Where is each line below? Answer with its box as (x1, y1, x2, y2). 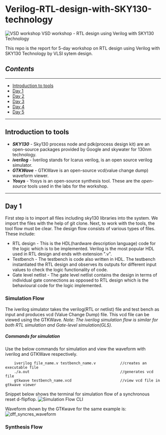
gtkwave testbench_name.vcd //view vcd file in (14, 378, 161, 383)
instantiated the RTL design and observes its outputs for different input (12, 261, 157, 268)
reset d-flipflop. (5, 396, 37, 402)
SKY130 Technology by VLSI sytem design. (5, 50, 93, 56)
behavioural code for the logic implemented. (12, 283, 103, 289)
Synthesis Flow (5, 423, 43, 430)
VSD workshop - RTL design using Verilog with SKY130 (41, 30, 154, 36)
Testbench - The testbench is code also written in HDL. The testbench (12, 256, 156, 262)
